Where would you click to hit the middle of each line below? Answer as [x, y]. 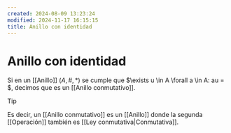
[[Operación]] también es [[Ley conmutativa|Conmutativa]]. [93, 122]
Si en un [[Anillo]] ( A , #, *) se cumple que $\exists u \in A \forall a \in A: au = [116, 80]
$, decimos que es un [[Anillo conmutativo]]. [71, 88]
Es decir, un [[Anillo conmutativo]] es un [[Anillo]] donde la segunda [105, 115]
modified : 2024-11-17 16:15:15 [53, 20]
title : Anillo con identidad [50, 26]
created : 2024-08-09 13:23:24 [51, 14]
